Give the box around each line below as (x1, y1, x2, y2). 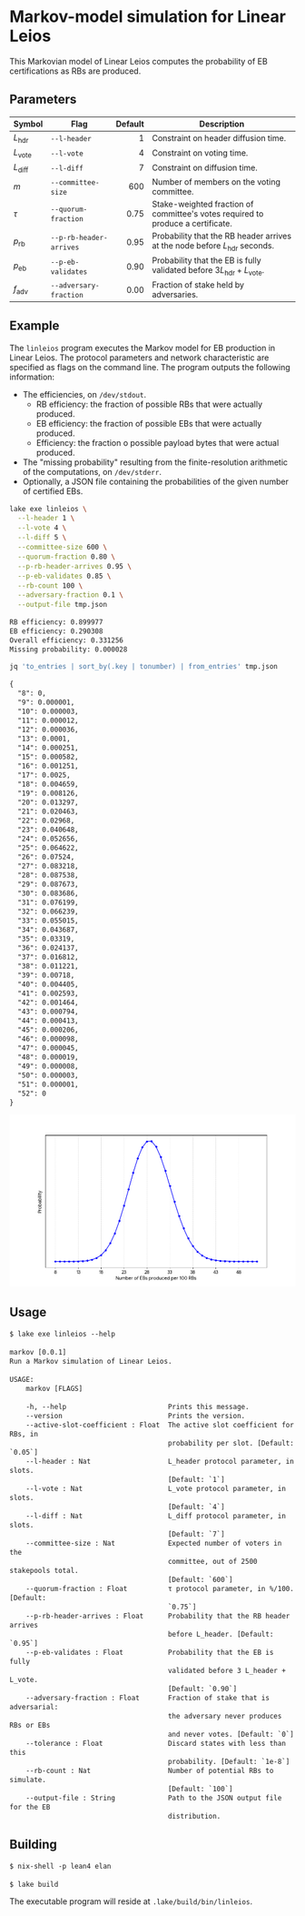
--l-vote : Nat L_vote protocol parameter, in (25, 1485, 286, 1494)
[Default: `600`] (167, 1576, 233, 1585)
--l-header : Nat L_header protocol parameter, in (25, 1457, 295, 1467)
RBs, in (9, 1430, 39, 1439)
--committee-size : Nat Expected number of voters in (25, 1539, 282, 1548)
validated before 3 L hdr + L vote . (152, 265, 265, 277)
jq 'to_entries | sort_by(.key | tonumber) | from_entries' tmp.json (9, 662, 279, 671)
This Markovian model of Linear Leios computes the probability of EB (9, 55, 268, 66)
